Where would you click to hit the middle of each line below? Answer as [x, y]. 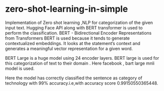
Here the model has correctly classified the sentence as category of [74, 78]
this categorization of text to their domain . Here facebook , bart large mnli [80, 63]
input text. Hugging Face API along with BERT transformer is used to [74, 27]
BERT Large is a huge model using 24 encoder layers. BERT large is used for [82, 58]
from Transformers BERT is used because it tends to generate [68, 38]
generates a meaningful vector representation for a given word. [69, 48]
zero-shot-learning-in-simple [67, 9]
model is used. [20, 68]
